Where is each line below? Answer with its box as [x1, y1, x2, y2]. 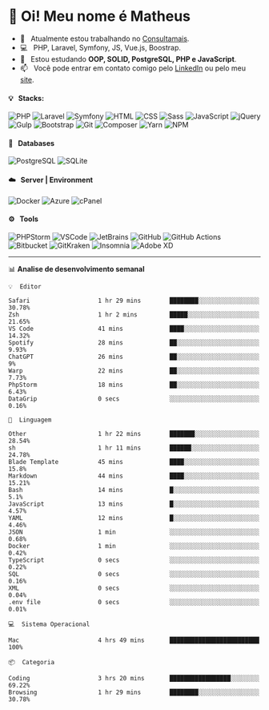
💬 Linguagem [8, 416, 52, 424]
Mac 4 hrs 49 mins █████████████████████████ [8, 636, 260, 644]
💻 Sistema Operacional [8, 620, 90, 628]
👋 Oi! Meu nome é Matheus [8, 7, 191, 26]
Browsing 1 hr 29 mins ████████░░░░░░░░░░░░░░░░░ [8, 688, 260, 696]
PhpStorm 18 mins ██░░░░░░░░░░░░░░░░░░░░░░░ [8, 381, 260, 389]
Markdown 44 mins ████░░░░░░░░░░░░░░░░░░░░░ [8, 472, 260, 480]
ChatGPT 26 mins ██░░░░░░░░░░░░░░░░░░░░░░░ [8, 353, 260, 361]
